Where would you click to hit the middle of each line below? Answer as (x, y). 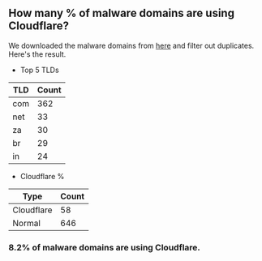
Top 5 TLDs (39, 70)
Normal (26, 223)
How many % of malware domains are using (122, 13)
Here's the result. (37, 54)
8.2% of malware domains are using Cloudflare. (105, 247)
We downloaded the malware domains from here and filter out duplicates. (131, 45)
